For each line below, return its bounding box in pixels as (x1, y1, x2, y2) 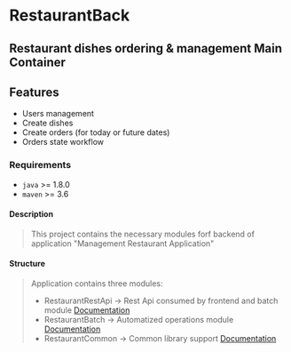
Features (9, 84, 59, 100)
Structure (9, 259, 46, 269)
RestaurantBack (9, 5, 130, 26)
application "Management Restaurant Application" (30, 237, 215, 249)
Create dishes (21, 117, 74, 129)
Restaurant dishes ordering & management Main (9, 41, 282, 56)
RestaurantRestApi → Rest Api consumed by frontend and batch (43, 295, 279, 307)
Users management (21, 108, 95, 119)
